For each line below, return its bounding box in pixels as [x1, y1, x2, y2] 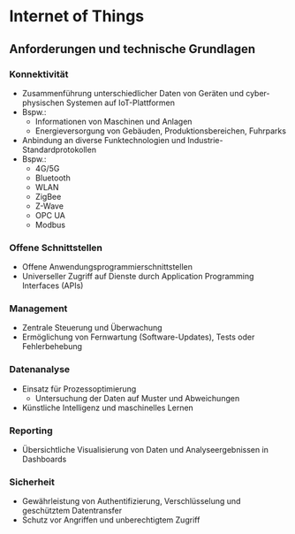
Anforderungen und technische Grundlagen [9, 42, 256, 57]
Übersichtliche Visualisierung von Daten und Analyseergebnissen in [21, 445, 269, 455]
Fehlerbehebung [21, 341, 82, 352]
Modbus [34, 219, 66, 230]
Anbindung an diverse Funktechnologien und [21, 134, 185, 145]
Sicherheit [9, 476, 55, 488]
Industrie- [186, 134, 223, 145]
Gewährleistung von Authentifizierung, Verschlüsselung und [21, 496, 241, 507]
